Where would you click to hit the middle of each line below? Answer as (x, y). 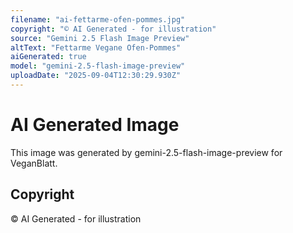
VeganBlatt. (34, 163)
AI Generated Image (95, 125)
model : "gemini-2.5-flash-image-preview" (98, 66)
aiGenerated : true (48, 57)
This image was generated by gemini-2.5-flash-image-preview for (146, 152)
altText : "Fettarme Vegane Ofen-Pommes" (96, 47)
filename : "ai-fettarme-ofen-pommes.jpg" (98, 19)
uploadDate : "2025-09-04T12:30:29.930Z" (96, 76)
